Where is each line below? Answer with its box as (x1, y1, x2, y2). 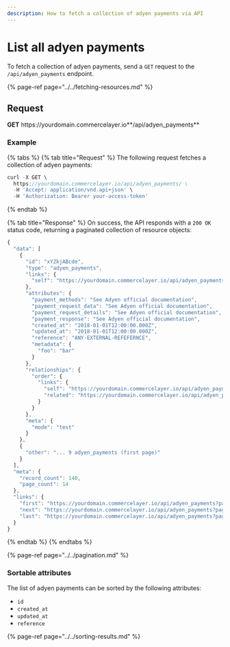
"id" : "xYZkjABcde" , (25, 258, 84, 265)
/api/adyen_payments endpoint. (7, 69, 94, 77)
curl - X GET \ (7, 174, 48, 181)
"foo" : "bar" (37, 347, 75, 355)
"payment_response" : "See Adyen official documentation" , (31, 316, 201, 322)
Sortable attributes (7, 568, 72, 578)
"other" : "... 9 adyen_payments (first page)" (25, 449, 161, 456)
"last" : (19, 513, 41, 520)
